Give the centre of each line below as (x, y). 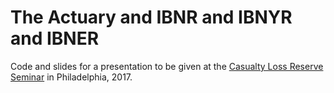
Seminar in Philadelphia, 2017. (71, 77)
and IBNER (55, 38)
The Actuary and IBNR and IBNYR (151, 17)
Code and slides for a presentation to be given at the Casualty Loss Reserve (167, 66)
